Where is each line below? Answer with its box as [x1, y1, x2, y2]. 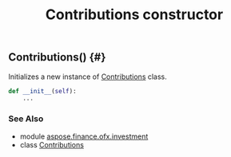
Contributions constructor [45, 6, 224, 24]
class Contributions [19, 139, 84, 149]
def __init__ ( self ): [8, 87, 78, 95]
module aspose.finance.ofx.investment [19, 131, 149, 141]
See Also [8, 113, 44, 124]
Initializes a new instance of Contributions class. [8, 72, 168, 81]
